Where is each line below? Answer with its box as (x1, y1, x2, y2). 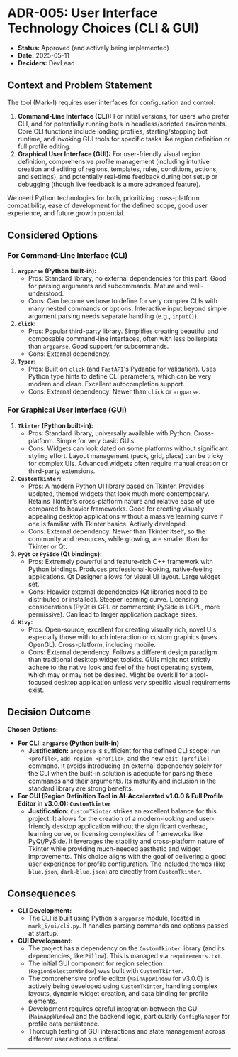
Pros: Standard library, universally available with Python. (28, 428, 193, 438)
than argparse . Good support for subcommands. (28, 342, 169, 351)
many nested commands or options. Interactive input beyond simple (28, 304, 227, 313)
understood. (28, 289, 64, 298)
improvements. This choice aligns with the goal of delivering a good (28, 852, 227, 860)
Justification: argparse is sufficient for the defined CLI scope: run (28, 746, 221, 754)
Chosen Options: (7, 725, 59, 733)
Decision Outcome (7, 706, 91, 718)
